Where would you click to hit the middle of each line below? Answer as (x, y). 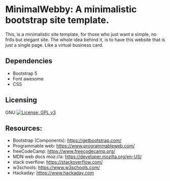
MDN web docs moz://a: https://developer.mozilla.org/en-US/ (77, 157)
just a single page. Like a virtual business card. (54, 45)
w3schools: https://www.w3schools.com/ (56, 168)
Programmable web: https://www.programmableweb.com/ (74, 146)
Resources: (24, 128)
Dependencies (29, 61)
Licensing (21, 100)
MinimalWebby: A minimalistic (71, 9)
